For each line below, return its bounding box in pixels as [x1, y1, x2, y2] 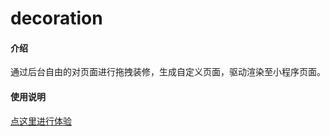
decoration [10, 7, 103, 30]
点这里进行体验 [10, 115, 72, 127]
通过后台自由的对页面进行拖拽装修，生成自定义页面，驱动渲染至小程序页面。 [10, 66, 326, 78]
